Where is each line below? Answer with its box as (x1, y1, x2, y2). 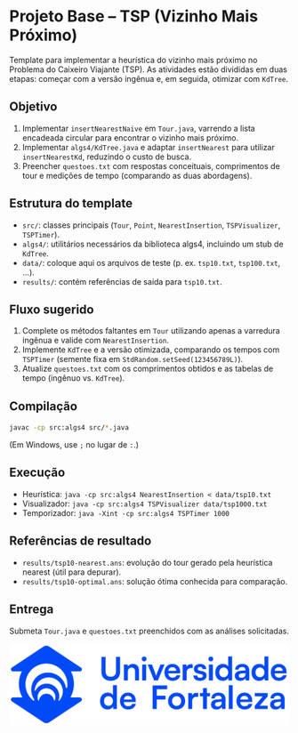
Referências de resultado (9, 534, 152, 549)
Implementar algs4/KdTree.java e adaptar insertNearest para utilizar (21, 141, 276, 152)
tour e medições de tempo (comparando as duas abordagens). (21, 170, 253, 181)
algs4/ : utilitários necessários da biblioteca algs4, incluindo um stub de (21, 238, 284, 249)
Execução (9, 465, 66, 480)
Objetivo (9, 100, 58, 115)
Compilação (9, 399, 78, 414)
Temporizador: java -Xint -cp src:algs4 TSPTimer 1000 (21, 507, 230, 518)
